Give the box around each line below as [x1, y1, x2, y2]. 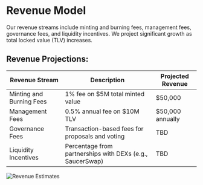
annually [155, 114, 180, 123]
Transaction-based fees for [65, 125, 144, 133]
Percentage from [65, 141, 113, 150]
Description [90, 76, 125, 84]
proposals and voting [65, 132, 125, 140]
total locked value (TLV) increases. [6, 36, 92, 44]
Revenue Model [6, 4, 86, 18]
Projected [160, 72, 189, 80]
